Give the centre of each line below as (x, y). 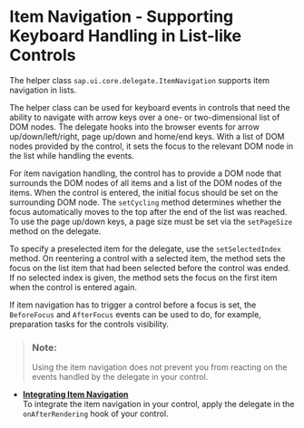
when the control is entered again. (74, 287)
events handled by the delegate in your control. (120, 377)
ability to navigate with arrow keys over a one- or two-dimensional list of (145, 117)
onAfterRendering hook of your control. (96, 413)
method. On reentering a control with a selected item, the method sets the (147, 258)
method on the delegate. (55, 231)
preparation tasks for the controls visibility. (89, 324)
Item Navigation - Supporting (122, 17)
